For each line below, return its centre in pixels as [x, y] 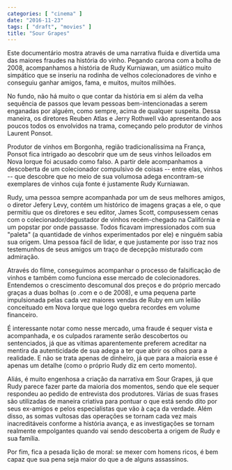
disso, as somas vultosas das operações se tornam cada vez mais [102, 416]
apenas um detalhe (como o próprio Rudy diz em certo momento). [102, 366]
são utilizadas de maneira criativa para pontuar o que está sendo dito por [112, 402]
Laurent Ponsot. [30, 133]
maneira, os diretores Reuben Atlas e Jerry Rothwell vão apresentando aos [114, 119]
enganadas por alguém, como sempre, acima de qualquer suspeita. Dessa [114, 111]
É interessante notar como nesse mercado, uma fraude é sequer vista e [110, 328]
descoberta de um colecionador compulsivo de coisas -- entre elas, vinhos [115, 169]
